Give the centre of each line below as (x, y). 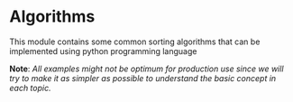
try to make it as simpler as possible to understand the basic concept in (143, 78)
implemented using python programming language (103, 51)
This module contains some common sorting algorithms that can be (135, 42)
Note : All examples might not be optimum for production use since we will (146, 69)
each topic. (30, 88)
